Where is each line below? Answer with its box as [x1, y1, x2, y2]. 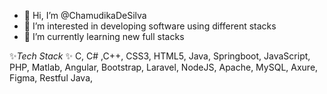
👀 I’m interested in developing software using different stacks [23, 20, 277, 32]
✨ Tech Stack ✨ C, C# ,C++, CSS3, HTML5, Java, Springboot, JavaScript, [9, 50, 311, 62]
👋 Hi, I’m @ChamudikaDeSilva [23, 10, 147, 21]
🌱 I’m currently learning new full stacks [23, 31, 185, 42]
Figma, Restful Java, [9, 72, 94, 84]
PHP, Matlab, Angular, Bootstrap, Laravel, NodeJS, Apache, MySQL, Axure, [9, 61, 319, 73]
